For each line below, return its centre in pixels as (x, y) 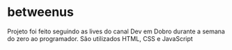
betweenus (41, 12)
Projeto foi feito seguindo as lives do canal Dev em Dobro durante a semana (116, 31)
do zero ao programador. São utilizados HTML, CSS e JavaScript (100, 38)
